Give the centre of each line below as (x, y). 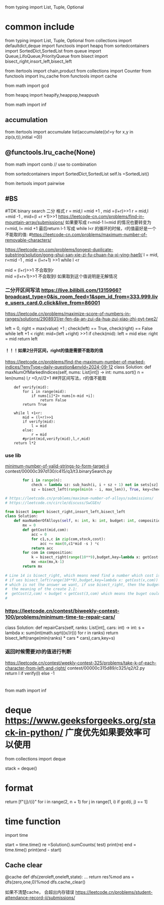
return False (53, 400)
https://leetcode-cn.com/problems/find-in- (102, 217)
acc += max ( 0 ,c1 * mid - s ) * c (69, 543)
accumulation (26, 120)
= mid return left (21, 338)
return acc (42, 548)
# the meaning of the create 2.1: (41, 589)
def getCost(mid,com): (46, 530)
